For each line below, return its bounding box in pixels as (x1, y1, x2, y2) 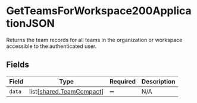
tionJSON (6, 17, 55, 30)
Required (109, 77, 136, 85)
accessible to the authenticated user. (6, 43, 97, 50)
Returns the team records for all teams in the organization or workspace (6, 36, 183, 43)
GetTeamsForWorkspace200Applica (6, 4, 192, 18)
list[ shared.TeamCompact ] (29, 87, 104, 95)
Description (141, 77, 176, 85)
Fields (6, 60, 30, 70)
